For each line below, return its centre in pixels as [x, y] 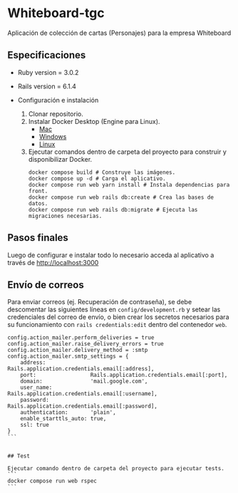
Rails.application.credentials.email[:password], [83, 406]
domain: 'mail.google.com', [84, 382]
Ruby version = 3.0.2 [48, 72]
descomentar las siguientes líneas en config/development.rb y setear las [114, 310]
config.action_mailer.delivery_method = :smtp [78, 351]
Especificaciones [47, 55]
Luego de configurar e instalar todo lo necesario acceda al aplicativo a [111, 255]
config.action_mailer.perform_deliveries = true [81, 338]
